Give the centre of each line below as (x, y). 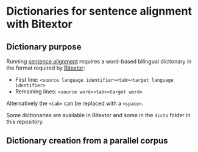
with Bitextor (40, 24)
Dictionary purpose (44, 47)
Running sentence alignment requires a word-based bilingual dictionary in (99, 61)
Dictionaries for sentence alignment (99, 11)
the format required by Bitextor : (46, 68)
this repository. (25, 121)
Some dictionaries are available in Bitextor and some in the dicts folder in (98, 115)
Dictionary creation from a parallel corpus (87, 141)
